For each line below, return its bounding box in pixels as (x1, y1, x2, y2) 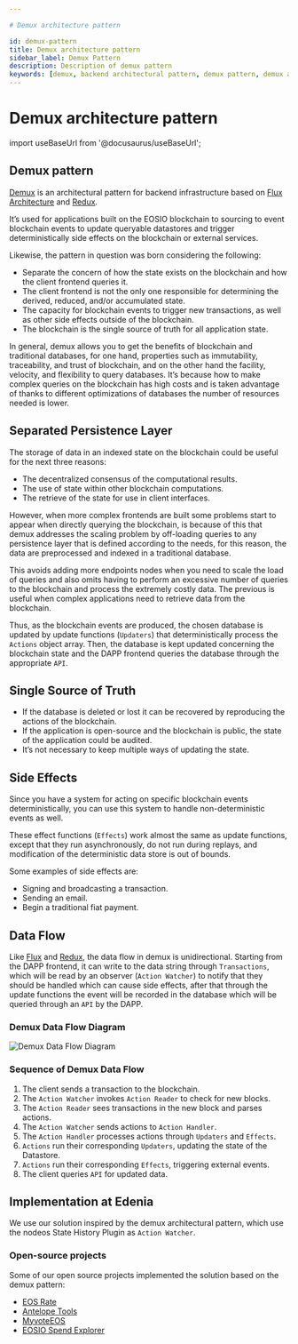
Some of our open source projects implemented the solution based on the (9, 1269, 279, 1280)
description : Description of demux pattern (9, 61, 173, 71)
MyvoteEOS (21, 1315, 67, 1325)
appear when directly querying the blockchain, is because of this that (9, 519, 263, 530)
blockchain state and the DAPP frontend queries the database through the (9, 648, 279, 659)
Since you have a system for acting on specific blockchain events (9, 794, 248, 804)
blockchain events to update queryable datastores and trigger (9, 223, 235, 234)
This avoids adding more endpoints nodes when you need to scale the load (9, 564, 284, 575)
